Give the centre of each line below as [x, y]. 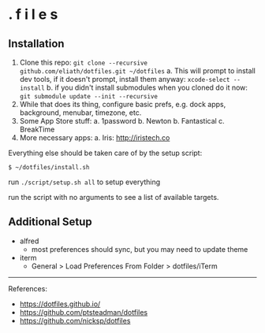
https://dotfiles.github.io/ [60, 304]
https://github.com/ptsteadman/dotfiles [84, 312]
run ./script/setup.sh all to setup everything [84, 182]
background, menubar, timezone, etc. [80, 113]
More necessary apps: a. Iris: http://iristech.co [95, 138]
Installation [36, 44]
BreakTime [37, 129]
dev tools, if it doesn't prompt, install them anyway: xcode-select [125, 79]
